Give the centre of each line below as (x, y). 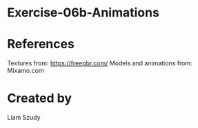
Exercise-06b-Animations (83, 13)
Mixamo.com (26, 71)
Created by (40, 98)
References (41, 44)
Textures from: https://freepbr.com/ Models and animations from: (100, 63)
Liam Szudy (24, 118)
